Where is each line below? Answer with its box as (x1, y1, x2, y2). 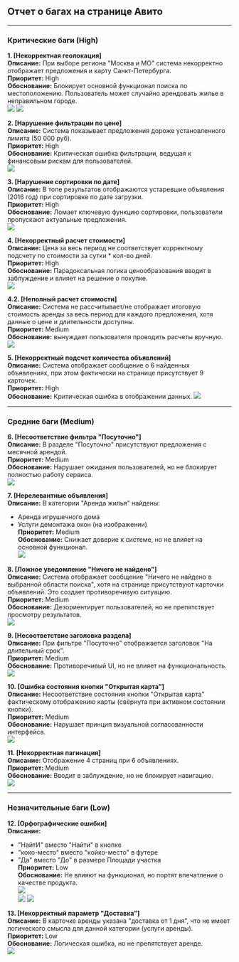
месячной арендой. (7, 448, 68, 456)
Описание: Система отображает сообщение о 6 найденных (7, 361, 190, 370)
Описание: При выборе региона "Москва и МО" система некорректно (7, 59, 223, 68)
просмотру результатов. (7, 611, 82, 619)
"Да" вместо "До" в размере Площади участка (17, 855, 161, 864)
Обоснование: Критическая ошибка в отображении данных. (7, 392, 193, 401)
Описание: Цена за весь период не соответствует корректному (7, 244, 203, 252)
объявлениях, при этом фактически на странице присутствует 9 (7, 369, 204, 378)
